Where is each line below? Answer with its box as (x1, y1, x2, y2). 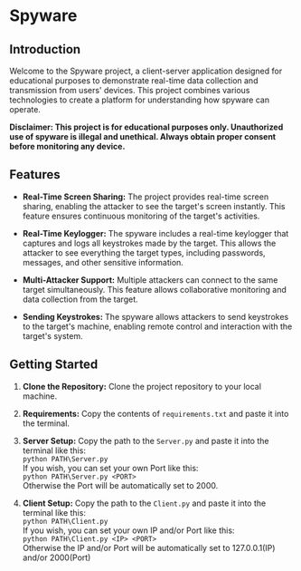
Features (9, 167, 61, 182)
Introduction (9, 42, 81, 57)
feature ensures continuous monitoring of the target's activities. (22, 210, 260, 221)
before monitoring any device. (9, 141, 126, 151)
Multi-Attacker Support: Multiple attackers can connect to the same (22, 274, 278, 285)
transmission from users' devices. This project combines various (9, 85, 250, 95)
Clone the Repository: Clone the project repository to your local (22, 381, 262, 392)
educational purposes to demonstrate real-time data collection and (9, 75, 259, 86)
